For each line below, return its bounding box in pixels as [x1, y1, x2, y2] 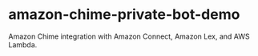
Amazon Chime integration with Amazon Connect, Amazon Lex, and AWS [8, 32, 250, 41]
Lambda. [8, 39, 38, 49]
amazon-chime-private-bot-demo [8, 6, 240, 24]
